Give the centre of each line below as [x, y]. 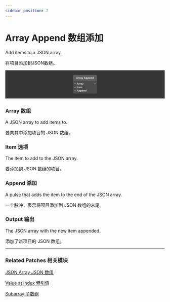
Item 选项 [17, 147]
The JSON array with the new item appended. [53, 231]
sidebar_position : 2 [27, 11]
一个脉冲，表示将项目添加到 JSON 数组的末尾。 [55, 205]
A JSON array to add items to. [36, 122]
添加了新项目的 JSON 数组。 [35, 241]
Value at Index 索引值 [27, 283]
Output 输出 [20, 219]
